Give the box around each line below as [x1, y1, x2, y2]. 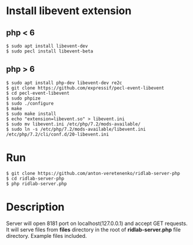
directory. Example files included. [6, 232, 87, 239]
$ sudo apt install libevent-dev [6, 43, 88, 49]
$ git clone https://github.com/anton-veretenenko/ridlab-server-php [6, 170, 181, 176]
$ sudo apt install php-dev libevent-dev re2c [6, 80, 122, 86]
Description [6, 200, 65, 213]
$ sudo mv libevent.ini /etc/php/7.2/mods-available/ [6, 121, 141, 127]
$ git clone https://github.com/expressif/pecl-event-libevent [6, 85, 165, 91]
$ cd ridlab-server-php [6, 176, 65, 181]
